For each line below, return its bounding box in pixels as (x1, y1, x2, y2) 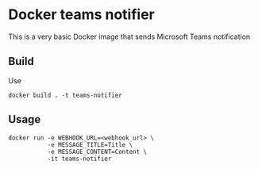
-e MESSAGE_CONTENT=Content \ (47, 148, 148, 156)
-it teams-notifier (47, 155, 112, 163)
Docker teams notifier (8, 6, 155, 24)
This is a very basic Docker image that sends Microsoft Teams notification (8, 32, 251, 41)
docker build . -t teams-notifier (8, 91, 123, 99)
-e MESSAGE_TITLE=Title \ (47, 140, 133, 148)
